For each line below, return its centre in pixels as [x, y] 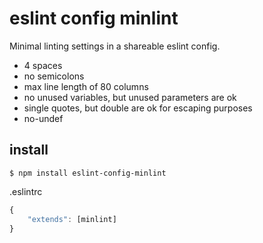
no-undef [43, 118]
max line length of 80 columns [86, 86]
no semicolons [54, 76]
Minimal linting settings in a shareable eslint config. [115, 46]
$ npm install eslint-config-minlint [88, 173]
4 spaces [43, 65]
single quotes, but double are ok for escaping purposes [138, 108]
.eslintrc [26, 191]
